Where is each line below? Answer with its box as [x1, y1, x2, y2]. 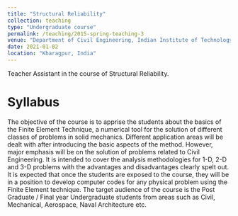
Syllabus [7, 94, 60, 110]
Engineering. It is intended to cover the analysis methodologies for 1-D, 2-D [7, 155, 227, 164]
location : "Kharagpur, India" [7, 50, 97, 57]
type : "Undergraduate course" [7, 23, 97, 30]
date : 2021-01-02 [7, 43, 59, 50]
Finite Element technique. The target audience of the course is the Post [7, 185, 215, 193]
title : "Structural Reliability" [7, 10, 106, 18]
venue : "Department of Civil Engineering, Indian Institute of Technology [7, 37, 233, 44]
